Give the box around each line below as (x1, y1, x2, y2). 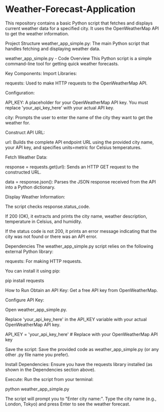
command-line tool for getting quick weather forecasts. (5, 60, 119, 66)
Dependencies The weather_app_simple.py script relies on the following (5, 243, 153, 249)
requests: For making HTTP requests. (5, 258, 82, 264)
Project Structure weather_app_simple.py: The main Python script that (5, 40, 149, 46)
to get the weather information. (5, 30, 69, 36)
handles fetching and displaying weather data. (5, 45, 100, 51)
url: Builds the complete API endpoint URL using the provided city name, (5, 139, 154, 145)
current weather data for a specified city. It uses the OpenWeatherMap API (5, 25, 159, 31)
